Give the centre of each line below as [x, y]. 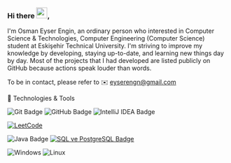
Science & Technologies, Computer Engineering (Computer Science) [106, 38]
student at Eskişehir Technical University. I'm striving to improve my [105, 46]
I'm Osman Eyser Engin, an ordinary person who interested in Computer [111, 31]
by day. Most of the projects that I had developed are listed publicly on [109, 61]
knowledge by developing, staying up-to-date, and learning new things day [115, 53]
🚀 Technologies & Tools [41, 99]
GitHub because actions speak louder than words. [79, 68]
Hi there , [29, 15]
